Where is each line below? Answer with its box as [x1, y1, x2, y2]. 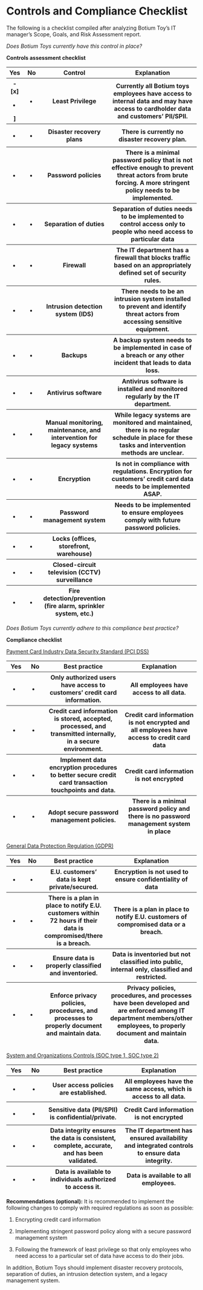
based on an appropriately [114, 261, 192, 269]
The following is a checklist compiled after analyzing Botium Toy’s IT [6, 24, 176, 31]
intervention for [51, 433, 98, 442]
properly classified [45, 961, 101, 969]
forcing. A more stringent [115, 178, 190, 187]
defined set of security [118, 268, 187, 277]
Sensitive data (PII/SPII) [48, 1105, 118, 1114]
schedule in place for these [112, 433, 193, 442]
